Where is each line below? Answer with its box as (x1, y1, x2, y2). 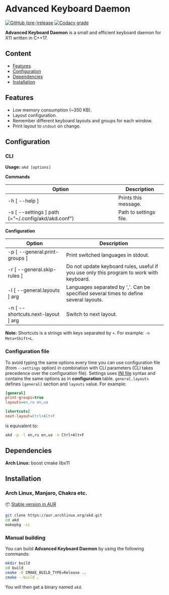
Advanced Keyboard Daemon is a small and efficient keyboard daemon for (5, 29, 161, 35)
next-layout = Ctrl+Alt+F (5, 414, 55, 419)
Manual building (5, 534, 46, 541)
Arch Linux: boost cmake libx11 (5, 459, 70, 466)
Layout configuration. (12, 112, 57, 118)
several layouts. (66, 296, 103, 303)
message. (118, 201, 142, 208)
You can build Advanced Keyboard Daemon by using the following (5, 546, 144, 552)
